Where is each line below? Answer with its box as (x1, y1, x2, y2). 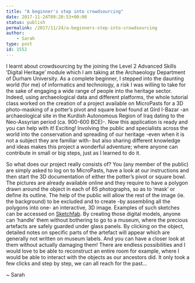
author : (6, 30, 25, 36)
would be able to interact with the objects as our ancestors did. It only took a (6, 253, 190, 260)
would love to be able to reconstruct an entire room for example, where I (6, 247, 179, 254)
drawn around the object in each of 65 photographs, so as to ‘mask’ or (6, 185, 175, 193)
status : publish (6, 19, 45, 25)
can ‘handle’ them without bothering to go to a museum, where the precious (6, 216, 188, 223)
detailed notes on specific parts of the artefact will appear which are (6, 229, 170, 236)
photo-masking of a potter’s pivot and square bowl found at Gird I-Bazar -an (6, 106, 189, 113)
